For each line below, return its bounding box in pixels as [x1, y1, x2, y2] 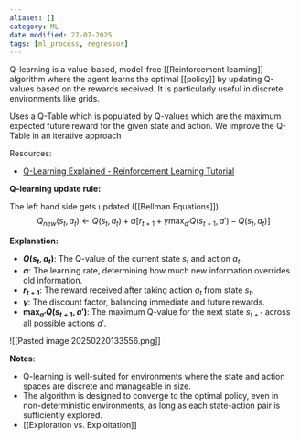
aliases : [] [9, 13, 55, 23]
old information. [22, 274, 83, 285]
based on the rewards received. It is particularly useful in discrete [36, 83, 284, 94]
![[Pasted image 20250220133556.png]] [9, 336, 162, 347]
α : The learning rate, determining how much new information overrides [22, 264, 291, 275]
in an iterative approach [31, 130, 122, 142]
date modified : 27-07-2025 [9, 30, 112, 39]
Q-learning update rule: [9, 184, 102, 195]
